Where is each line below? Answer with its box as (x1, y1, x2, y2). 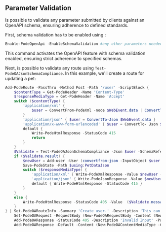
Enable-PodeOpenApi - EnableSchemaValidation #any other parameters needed (5, 41, 163, 46)
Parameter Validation (5, 4, 72, 12)
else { (14, 195, 28, 200)
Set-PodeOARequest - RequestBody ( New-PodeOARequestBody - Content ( (14, 213, 156, 218)
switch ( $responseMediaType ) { (23, 167, 87, 172)
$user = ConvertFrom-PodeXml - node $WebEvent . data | (31, 108, 142, 113)
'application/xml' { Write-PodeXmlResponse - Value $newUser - (31, 172, 163, 177)
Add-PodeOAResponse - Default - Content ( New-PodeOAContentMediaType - (14, 222, 161, 227)
